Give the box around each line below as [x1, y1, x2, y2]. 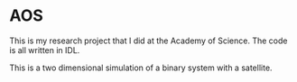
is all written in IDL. [9, 44, 80, 55]
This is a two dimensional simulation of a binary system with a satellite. [9, 62, 273, 73]
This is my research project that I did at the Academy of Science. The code [9, 35, 288, 46]
